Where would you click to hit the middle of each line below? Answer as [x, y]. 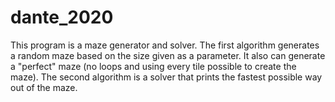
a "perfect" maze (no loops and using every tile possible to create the [153, 66]
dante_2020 [62, 17]
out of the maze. [44, 87]
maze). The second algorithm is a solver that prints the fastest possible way [166, 77]
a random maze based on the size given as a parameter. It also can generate [168, 55]
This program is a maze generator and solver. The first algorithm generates [165, 45]
